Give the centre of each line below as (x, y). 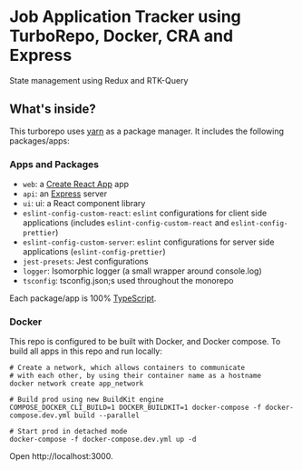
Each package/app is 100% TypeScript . (83, 298)
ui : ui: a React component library (84, 204)
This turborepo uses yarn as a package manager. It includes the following (146, 131)
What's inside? (53, 110)
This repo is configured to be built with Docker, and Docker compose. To (145, 342)
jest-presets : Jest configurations (85, 262)
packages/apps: (39, 140)
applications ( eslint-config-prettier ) (94, 252)
